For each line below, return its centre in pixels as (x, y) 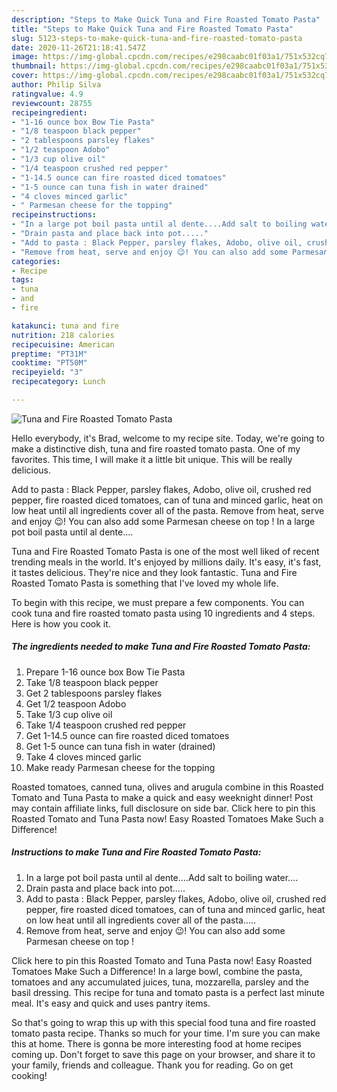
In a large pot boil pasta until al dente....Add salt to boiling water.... (162, 877)
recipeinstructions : (54, 215)
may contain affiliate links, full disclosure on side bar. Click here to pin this (163, 808)
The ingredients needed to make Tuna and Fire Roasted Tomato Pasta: (161, 647)
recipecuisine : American (63, 344)
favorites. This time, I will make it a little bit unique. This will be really (152, 459)
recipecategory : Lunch (58, 382)
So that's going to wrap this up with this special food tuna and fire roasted (163, 1022)
